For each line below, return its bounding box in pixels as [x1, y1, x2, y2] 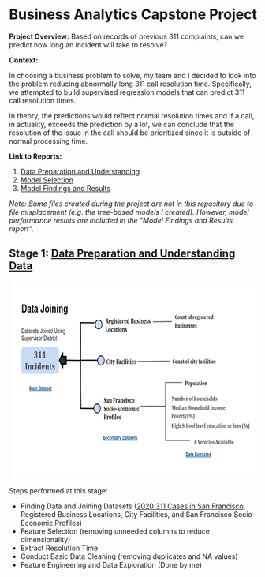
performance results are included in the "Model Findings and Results [9, 215, 233, 225]
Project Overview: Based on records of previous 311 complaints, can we [9, 32, 244, 41]
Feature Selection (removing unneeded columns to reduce [20, 526, 210, 536]
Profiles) [54, 518, 82, 527]
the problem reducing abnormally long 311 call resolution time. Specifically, [9, 79, 252, 88]
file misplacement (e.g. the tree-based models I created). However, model [9, 207, 249, 216]
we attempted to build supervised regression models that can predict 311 [9, 87, 245, 96]
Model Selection [20, 175, 74, 185]
